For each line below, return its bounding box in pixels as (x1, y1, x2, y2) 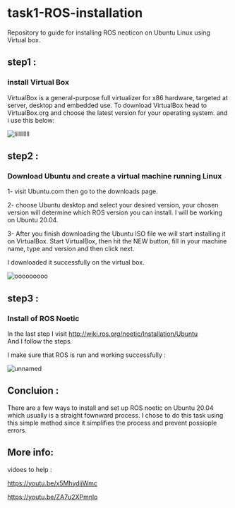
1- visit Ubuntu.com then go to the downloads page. (7, 187, 159, 195)
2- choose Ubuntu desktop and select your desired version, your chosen (7, 201, 219, 210)
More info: (7, 447, 54, 459)
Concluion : (7, 385, 59, 397)
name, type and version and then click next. (7, 245, 135, 253)
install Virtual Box (7, 78, 69, 87)
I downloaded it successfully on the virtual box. (7, 258, 145, 267)
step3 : (7, 292, 39, 304)
